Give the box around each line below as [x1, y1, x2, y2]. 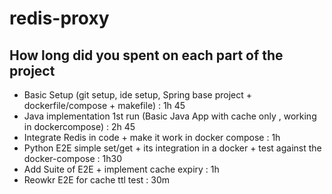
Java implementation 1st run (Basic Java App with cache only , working [23, 110, 317, 122]
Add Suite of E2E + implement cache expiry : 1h [23, 163, 220, 175]
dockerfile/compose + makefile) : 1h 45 [23, 100, 186, 111]
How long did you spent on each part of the [9, 47, 284, 64]
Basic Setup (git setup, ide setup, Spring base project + [23, 89, 253, 101]
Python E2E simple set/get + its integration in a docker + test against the [23, 142, 322, 154]
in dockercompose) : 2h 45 [23, 121, 136, 132]
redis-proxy [9, 7, 110, 30]
